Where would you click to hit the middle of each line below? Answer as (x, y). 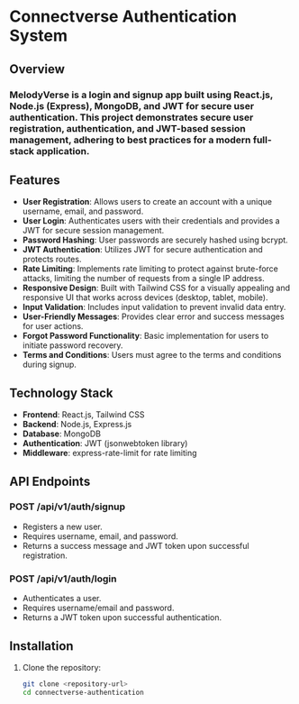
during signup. (49, 365)
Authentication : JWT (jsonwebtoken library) (105, 443)
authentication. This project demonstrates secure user (131, 117)
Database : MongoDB (62, 434)
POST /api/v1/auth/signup (68, 507)
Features (35, 180)
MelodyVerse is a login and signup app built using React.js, (141, 95)
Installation (41, 646)
